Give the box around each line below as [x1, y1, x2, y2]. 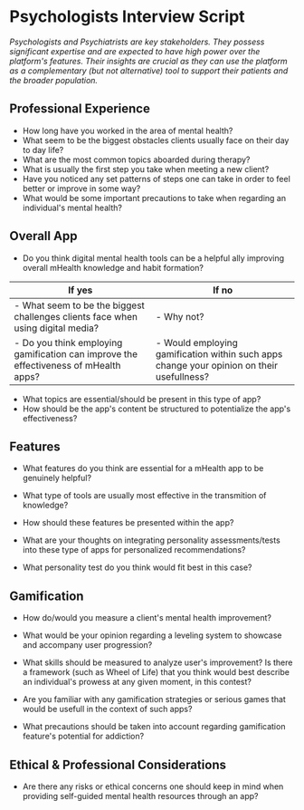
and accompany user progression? [22, 640, 153, 651]
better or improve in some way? [22, 183, 141, 194]
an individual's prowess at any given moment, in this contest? [22, 677, 252, 688]
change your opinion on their [155, 359, 279, 371]
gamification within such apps [155, 347, 283, 360]
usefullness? [155, 370, 210, 382]
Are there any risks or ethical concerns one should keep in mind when [22, 781, 284, 792]
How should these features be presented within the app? [22, 517, 234, 528]
